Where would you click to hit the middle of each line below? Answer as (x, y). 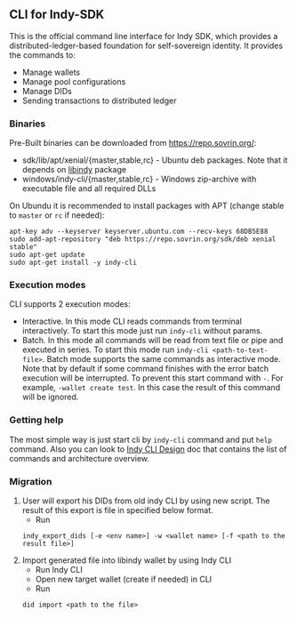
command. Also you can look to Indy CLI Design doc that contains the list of (148, 449)
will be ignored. (50, 397)
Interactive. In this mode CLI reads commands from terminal (132, 321)
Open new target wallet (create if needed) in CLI (124, 579)
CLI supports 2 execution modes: (70, 304)
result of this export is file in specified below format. (117, 510)
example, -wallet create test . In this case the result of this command (151, 388)
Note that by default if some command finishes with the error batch (145, 369)
